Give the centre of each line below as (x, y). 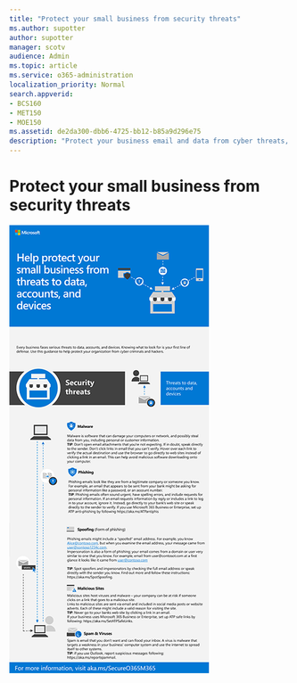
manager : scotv (37, 47)
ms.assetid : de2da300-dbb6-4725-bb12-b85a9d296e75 (105, 132)
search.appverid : (41, 94)
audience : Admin (39, 57)
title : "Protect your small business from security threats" (125, 19)
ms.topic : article (43, 66)
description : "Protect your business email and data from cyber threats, (149, 141)
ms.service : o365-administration (71, 76)
